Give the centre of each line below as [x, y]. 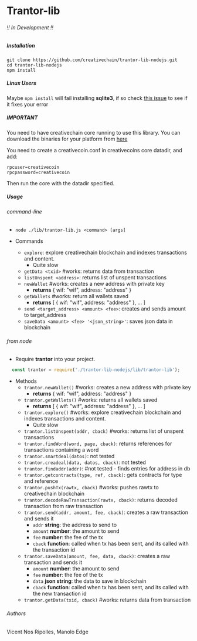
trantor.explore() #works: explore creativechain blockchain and [103, 412]
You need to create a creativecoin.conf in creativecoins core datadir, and [94, 150]
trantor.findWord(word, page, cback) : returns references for [98, 444]
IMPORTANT [22, 118]
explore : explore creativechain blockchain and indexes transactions [105, 253]
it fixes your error [28, 104]
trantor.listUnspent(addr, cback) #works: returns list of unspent [104, 431]
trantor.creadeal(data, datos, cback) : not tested [85, 462]
